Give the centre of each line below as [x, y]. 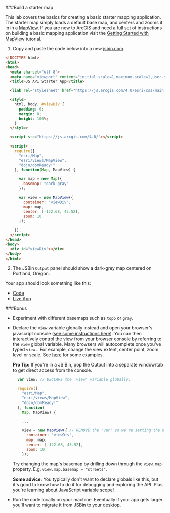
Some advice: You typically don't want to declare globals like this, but [85, 479]
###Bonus [16, 308]
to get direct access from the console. [52, 370]
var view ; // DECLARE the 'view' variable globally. [74, 380]
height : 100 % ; [34, 119]
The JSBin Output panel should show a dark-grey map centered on [82, 268]
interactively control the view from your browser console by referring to [87, 339]
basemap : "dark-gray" [46, 184]
